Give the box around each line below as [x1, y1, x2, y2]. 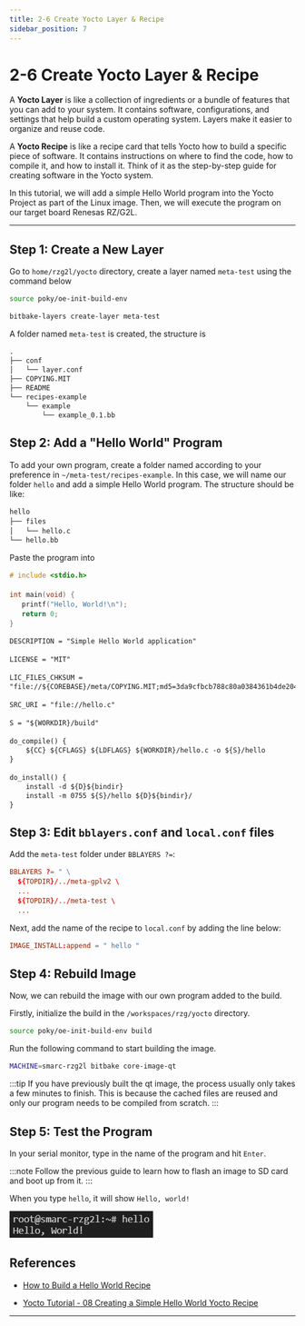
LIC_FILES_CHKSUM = [9, 673, 84, 682]
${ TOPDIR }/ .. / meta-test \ [17, 896, 116, 905]
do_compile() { [9, 736, 67, 745]
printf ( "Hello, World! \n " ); [21, 600, 128, 609]
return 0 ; [21, 609, 59, 618]
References [9, 1255, 76, 1271]
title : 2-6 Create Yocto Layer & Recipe [9, 15, 165, 24]
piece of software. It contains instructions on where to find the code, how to [9, 151, 293, 162]
